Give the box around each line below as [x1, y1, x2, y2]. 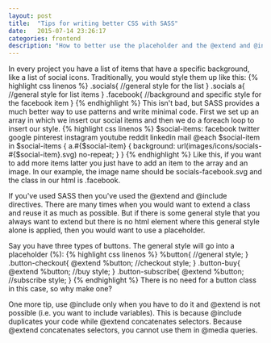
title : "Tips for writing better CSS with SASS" [8, 19, 179, 27]
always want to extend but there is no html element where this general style [8, 217, 260, 227]
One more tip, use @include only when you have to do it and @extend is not [8, 299, 261, 309]
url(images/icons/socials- [177, 141, 262, 151]
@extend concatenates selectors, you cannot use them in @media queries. [8, 325, 258, 335]
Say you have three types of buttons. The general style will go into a [8, 241, 236, 251]
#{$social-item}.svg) [8, 150, 77, 160]
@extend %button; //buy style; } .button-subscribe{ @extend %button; [8, 267, 244, 277]
